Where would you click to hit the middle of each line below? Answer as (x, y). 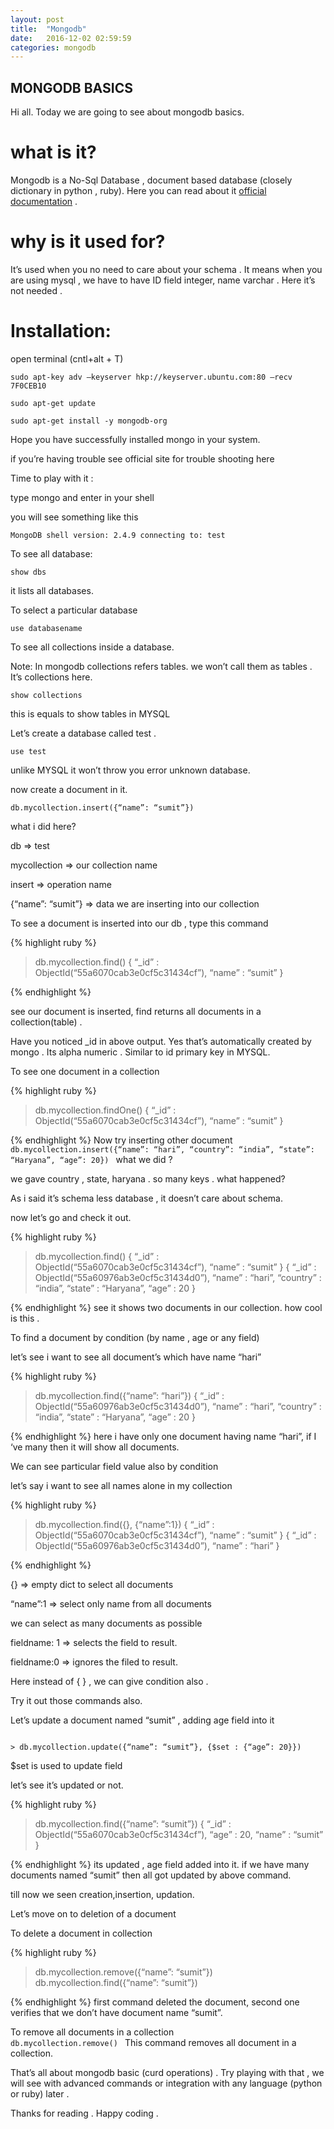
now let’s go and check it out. (71, 1217)
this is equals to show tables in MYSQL (90, 713)
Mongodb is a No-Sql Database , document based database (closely (151, 180)
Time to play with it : (52, 478)
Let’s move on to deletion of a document (93, 1913)
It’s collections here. (51, 677)
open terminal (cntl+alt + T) (67, 358)
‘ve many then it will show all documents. (95, 1447)
